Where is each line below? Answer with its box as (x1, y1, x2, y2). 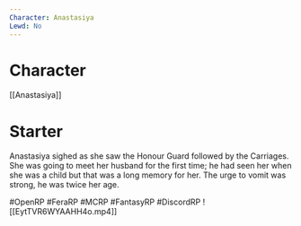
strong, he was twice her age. (9, 179, 120, 190)
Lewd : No (9, 22, 42, 30)
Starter (9, 121, 63, 142)
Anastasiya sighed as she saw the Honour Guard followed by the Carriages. (9, 151, 289, 161)
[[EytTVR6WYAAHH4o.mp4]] (9, 206, 118, 217)
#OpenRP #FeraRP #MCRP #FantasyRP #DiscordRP (9, 196, 201, 207)
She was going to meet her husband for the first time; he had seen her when (9, 161, 292, 171)
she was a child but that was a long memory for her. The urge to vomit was (9, 169, 287, 180)
